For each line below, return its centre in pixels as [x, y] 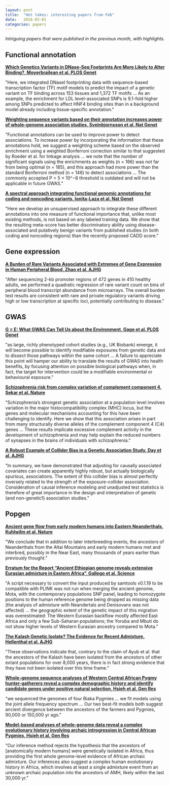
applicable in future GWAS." [34, 184]
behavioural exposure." [29, 377]
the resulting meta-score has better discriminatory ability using [71, 225]
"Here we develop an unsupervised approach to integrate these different [81, 209]
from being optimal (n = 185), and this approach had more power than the [82, 167]
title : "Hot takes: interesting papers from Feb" [60, 15]
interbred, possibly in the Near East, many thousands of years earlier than [82, 552]
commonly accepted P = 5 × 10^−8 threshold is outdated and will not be [80, 178]
